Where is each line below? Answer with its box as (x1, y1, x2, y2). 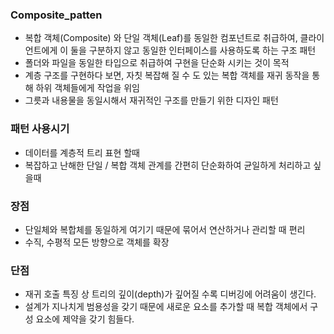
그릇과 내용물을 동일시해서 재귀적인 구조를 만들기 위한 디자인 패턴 (24, 94, 279, 107)
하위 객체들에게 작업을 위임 (35, 82, 140, 94)
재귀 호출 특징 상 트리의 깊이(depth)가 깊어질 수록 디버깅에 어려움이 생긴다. (24, 288, 317, 300)
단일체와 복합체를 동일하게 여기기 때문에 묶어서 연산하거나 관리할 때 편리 (24, 223, 306, 235)
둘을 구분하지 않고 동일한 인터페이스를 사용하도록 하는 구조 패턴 (70, 44, 317, 57)
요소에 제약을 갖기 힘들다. (35, 313, 135, 325)
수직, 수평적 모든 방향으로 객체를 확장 (24, 236, 170, 248)
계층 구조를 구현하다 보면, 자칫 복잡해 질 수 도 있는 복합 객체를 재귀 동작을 (24, 69, 310, 82)
